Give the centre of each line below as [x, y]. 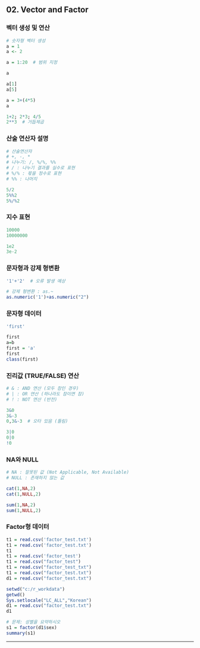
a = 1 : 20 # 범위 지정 [32, 63]
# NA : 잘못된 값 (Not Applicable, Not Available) [68, 472]
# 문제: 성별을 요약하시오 [33, 622]
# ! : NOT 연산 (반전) [32, 399]
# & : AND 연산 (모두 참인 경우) [43, 389]
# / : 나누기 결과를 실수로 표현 [41, 168]
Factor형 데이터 [28, 527]
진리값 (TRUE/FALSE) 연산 [43, 376]
